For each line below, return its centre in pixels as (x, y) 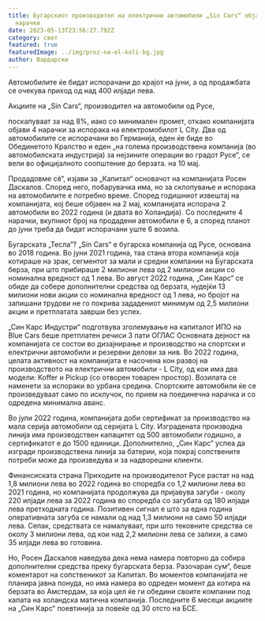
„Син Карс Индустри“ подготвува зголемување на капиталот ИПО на (125, 327)
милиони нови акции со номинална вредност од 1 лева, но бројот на (124, 294)
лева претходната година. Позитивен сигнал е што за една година (120, 509)
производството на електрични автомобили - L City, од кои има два (123, 369)
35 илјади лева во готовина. (55, 542)
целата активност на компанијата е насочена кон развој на (108, 360)
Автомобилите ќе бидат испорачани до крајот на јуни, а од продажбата (129, 82)
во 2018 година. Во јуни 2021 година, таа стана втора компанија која (123, 252)
